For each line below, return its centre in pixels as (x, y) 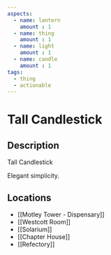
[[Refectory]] (36, 245)
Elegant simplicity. (34, 176)
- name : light (34, 46)
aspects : (20, 14)
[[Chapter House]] (44, 237)
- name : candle (36, 59)
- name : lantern (37, 20)
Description (33, 145)
